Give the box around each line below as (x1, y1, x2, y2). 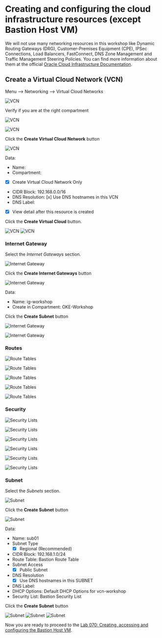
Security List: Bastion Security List (12, 593, 82, 599)
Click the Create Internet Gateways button (5, 270, 92, 276)
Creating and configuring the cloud (5, 3, 151, 15)
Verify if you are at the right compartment (5, 107, 89, 113)
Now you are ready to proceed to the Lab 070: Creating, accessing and (5, 622, 148, 628)
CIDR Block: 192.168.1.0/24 (12, 551, 66, 557)
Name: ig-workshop (12, 299, 53, 305)
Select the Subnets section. (5, 488, 61, 494)
